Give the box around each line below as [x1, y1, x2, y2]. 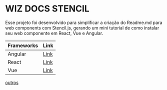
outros [5, 79, 19, 85]
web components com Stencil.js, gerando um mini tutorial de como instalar [5, 24, 159, 30]
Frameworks [7, 42, 38, 49]
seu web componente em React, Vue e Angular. [5, 30, 103, 36]
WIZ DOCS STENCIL [5, 3, 90, 14]
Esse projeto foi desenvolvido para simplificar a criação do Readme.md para [5, 19, 162, 25]
